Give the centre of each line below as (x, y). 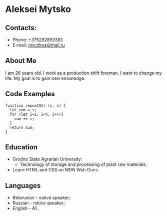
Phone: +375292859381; (38, 40)
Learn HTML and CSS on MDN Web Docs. (55, 170)
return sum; (22, 127)
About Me (21, 61)
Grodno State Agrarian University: (47, 159)
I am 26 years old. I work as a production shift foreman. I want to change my (84, 73)
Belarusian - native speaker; (41, 198)
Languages (23, 186)
